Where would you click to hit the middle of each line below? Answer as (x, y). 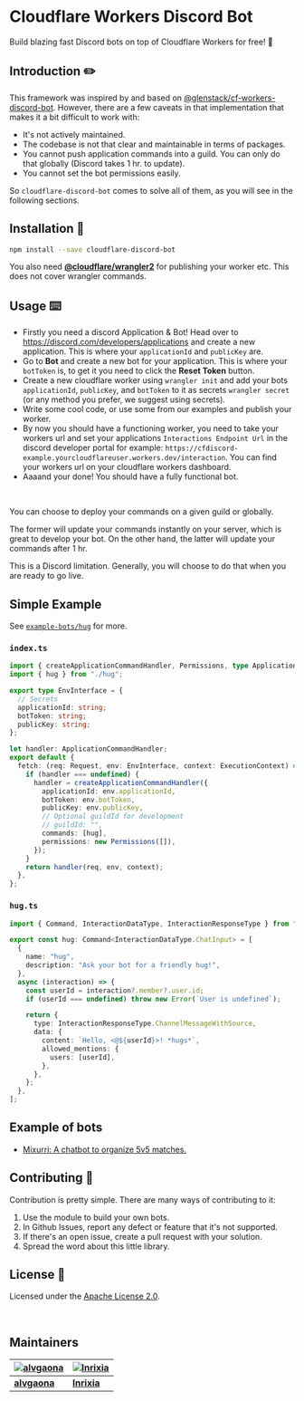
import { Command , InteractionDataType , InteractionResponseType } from (149, 924)
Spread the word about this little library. (96, 1246)
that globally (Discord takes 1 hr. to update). (104, 163)
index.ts (28, 648)
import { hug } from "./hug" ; (66, 675)
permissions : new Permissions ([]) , (109, 841)
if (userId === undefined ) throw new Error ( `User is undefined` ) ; (153, 999)
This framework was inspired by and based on (96, 98)
